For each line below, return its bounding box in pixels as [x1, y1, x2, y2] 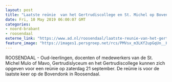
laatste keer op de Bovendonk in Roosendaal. [5, 71, 101, 77]
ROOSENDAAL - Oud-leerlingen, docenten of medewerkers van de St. [5, 54, 153, 61]
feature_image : [5, 41, 38, 46]
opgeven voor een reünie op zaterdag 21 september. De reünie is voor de [5, 65, 160, 71]
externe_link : [5, 36, 36, 41]
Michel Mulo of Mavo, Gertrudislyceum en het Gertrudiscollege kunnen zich [5, 60, 165, 66]
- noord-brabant [5, 26, 40, 32]
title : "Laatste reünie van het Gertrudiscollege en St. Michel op [5, 12, 155, 17]
